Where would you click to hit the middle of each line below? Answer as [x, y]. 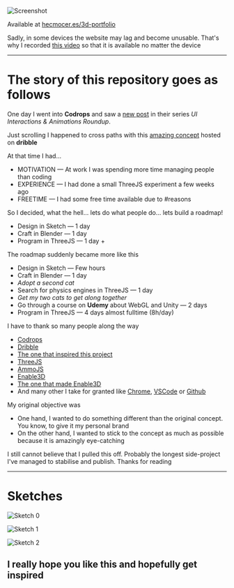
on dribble [22, 142]
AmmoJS [30, 369]
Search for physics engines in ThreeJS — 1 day [85, 290]
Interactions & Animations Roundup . [59, 121]
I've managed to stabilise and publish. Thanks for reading [89, 461]
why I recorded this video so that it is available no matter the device [104, 45]
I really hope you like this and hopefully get [102, 565]
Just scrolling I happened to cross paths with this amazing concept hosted [114, 135]
